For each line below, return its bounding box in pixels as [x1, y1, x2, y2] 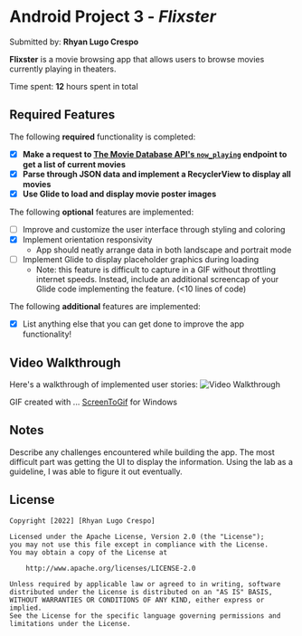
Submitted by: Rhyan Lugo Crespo [9, 36, 139, 47]
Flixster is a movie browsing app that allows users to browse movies [9, 53, 265, 64]
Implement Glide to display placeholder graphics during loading [22, 254, 260, 265]
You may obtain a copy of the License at [9, 547, 168, 557]
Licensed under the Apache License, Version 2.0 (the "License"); [9, 532, 265, 541]
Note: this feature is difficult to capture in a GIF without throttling [35, 264, 277, 275]
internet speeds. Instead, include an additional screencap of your [35, 274, 278, 285]
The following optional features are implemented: [9, 206, 194, 217]
